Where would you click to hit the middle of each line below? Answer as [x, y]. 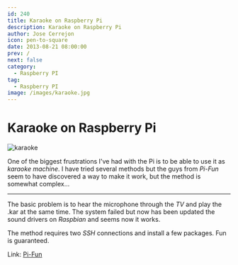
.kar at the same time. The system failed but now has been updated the [111, 212]
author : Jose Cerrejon [41, 34]
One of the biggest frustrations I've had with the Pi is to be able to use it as [116, 162]
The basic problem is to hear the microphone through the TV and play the [114, 204]
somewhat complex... [39, 184]
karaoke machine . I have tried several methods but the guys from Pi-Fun [113, 169]
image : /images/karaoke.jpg [49, 93]
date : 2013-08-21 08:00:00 [47, 47]
